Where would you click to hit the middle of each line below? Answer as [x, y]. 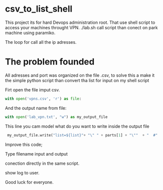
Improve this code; [24, 144]
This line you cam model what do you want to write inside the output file [77, 126]
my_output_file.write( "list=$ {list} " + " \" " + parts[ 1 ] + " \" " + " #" [82, 135]
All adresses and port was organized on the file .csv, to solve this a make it [80, 75]
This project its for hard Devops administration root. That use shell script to [80, 22]
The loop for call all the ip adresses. [41, 42]
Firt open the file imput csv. [32, 90]
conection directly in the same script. [42, 163]
